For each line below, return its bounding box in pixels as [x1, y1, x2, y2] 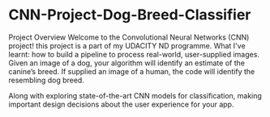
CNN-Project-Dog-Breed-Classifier [8, 6, 251, 24]
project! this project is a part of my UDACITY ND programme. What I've [8, 40, 246, 50]
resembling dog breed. [8, 75, 85, 85]
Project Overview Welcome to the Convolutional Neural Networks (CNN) [8, 32, 250, 42]
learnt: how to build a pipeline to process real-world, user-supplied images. [8, 49, 259, 59]
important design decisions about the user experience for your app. [8, 99, 234, 109]
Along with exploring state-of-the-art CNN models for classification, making [8, 90, 262, 100]
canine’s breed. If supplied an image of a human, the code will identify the [8, 66, 255, 76]
